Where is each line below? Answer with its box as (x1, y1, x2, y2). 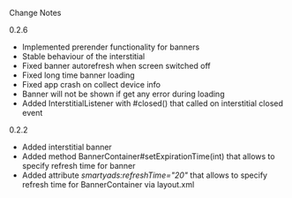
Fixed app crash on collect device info (21, 80, 161, 89)
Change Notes (9, 8, 62, 18)
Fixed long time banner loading (21, 70, 135, 80)
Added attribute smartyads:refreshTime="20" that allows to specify (21, 170, 267, 180)
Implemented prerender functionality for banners (21, 42, 200, 52)
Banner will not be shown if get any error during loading (21, 88, 225, 99)
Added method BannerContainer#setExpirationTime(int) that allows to (21, 151, 275, 162)
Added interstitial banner (21, 141, 112, 152)
